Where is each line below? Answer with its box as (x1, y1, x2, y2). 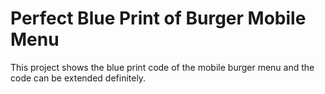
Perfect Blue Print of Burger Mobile (10, 7, 307, 30)
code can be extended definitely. (10, 72, 147, 84)
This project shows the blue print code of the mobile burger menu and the (10, 61, 315, 73)
